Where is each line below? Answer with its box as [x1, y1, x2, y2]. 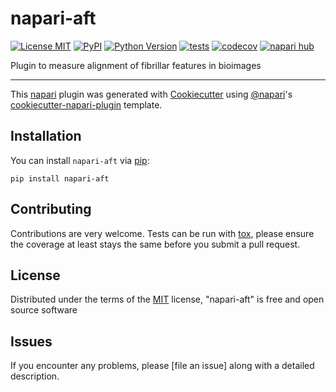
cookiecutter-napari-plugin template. [10, 98, 163, 111]
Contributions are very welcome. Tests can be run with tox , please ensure [10, 227, 315, 239]
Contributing [10, 201, 92, 218]
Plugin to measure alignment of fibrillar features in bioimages [10, 59, 262, 71]
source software [10, 304, 78, 316]
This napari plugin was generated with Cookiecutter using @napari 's [10, 88, 293, 100]
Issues [10, 333, 53, 350]
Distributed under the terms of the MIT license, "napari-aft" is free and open [10, 293, 325, 306]
